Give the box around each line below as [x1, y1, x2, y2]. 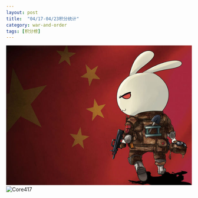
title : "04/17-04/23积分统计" [6, 15, 80, 22]
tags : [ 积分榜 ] [6, 28, 41, 34]
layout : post [6, 9, 38, 15]
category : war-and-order [6, 22, 67, 28]
